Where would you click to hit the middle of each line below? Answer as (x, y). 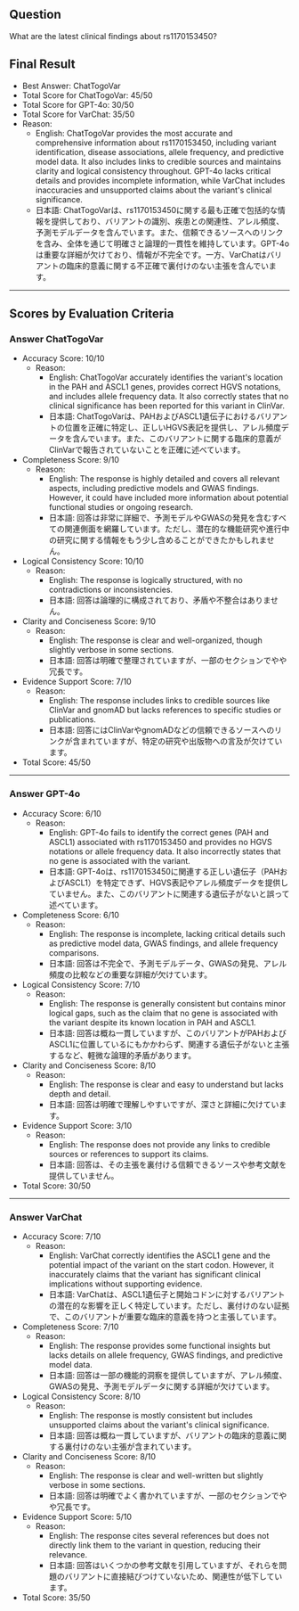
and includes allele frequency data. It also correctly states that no (169, 397)
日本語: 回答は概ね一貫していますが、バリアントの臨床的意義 (160, 1435)
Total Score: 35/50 (56, 1597)
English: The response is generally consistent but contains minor (167, 1003)
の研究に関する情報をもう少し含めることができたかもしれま (158, 540)
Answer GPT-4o (45, 794)
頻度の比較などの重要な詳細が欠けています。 (130, 974)
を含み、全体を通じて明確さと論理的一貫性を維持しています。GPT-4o (162, 243)
